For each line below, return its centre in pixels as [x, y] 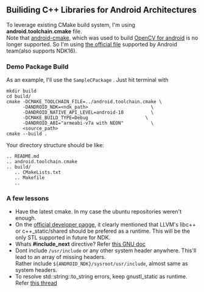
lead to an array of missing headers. [60, 257]
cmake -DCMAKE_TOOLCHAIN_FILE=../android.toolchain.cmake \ [84, 102]
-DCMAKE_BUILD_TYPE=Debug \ [85, 118]
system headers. [36, 270]
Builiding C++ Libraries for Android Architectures [101, 10]
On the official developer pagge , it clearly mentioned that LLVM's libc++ [105, 225]
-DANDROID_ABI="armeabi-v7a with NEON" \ [88, 123]
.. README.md [23, 156]
